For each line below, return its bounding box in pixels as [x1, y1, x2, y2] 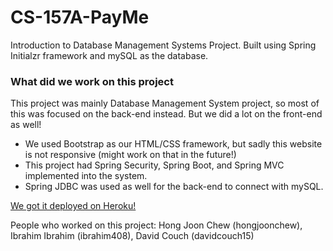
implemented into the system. [24, 170, 148, 182]
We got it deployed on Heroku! [10, 200, 137, 212]
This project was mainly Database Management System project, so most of [10, 97, 320, 110]
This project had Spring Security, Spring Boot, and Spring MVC [24, 159, 285, 171]
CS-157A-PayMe [10, 6, 150, 29]
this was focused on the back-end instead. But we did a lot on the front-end [10, 108, 323, 120]
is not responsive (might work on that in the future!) [24, 149, 237, 161]
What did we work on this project [10, 74, 174, 88]
